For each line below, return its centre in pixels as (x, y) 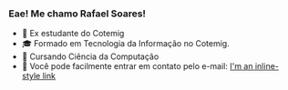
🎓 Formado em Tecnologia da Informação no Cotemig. (125, 44)
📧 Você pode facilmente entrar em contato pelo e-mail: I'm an (137, 66)
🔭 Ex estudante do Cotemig (73, 34)
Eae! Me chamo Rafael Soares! (77, 14)
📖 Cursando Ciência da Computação (90, 56)
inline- (267, 66)
